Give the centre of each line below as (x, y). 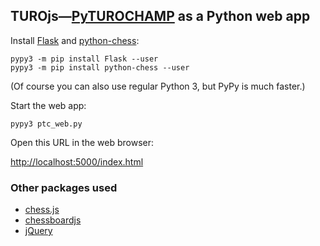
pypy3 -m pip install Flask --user (84, 59)
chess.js (42, 210)
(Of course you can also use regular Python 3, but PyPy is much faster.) (158, 86)
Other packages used (64, 187)
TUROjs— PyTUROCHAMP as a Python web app (160, 16)
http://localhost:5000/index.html (77, 161)
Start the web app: (48, 105)
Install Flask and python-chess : (75, 40)
